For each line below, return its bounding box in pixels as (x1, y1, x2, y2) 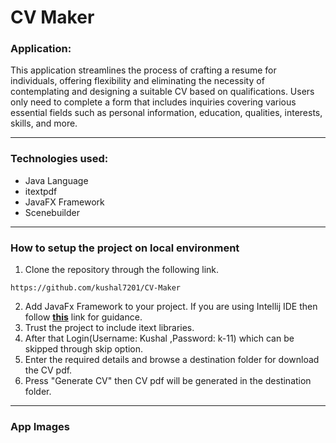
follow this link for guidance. (24, 311, 143, 323)
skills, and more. (10, 117, 78, 130)
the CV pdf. (24, 364, 73, 376)
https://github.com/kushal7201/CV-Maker (10, 283, 182, 293)
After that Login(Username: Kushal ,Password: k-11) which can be (24, 332, 295, 345)
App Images (10, 420, 70, 433)
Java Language (24, 174, 89, 186)
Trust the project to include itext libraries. (24, 322, 195, 334)
